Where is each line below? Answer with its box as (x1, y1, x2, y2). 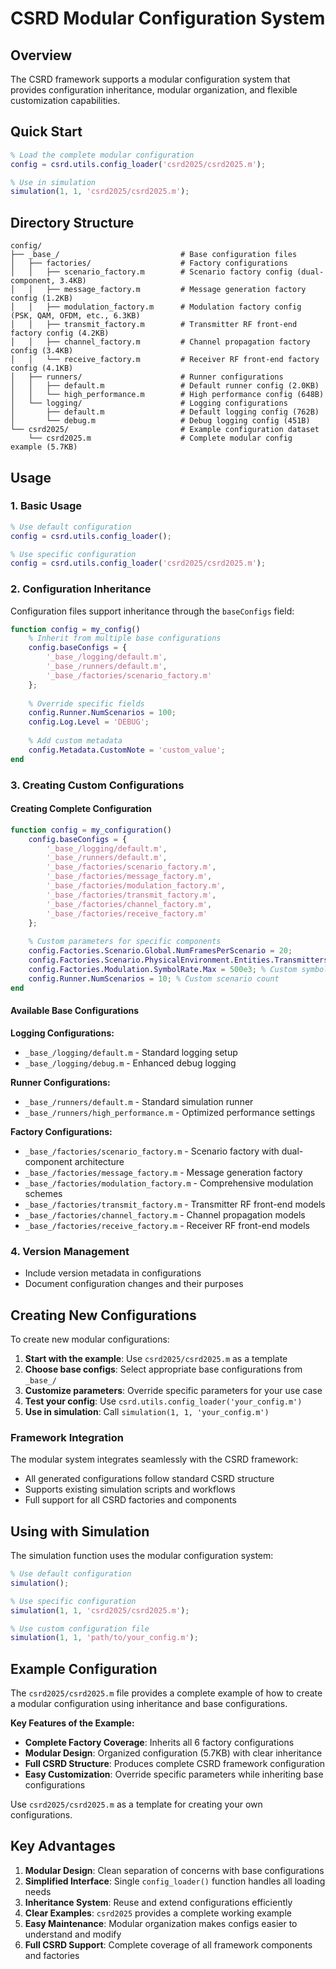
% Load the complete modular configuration (10, 150, 195, 160)
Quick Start (10, 123, 83, 141)
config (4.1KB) (10, 363, 74, 374)
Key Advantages (10, 1838, 116, 1855)
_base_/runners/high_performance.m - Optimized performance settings (24, 1106, 316, 1118)
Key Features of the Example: (10, 1717, 135, 1729)
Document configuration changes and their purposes (24, 1278, 244, 1290)
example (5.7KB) (10, 442, 78, 452)
